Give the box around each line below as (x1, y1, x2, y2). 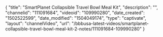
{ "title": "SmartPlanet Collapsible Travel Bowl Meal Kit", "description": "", (5, 5, 158, 10)
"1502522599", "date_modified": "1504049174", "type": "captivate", (5, 15, 146, 21)
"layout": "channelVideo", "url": (5, 20, 71, 26)
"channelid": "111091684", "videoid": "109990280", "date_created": (5, 10, 145, 16)
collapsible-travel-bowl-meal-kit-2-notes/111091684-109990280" (5, 26, 142, 32)
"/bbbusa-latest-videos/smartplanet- (71, 20, 149, 26)
